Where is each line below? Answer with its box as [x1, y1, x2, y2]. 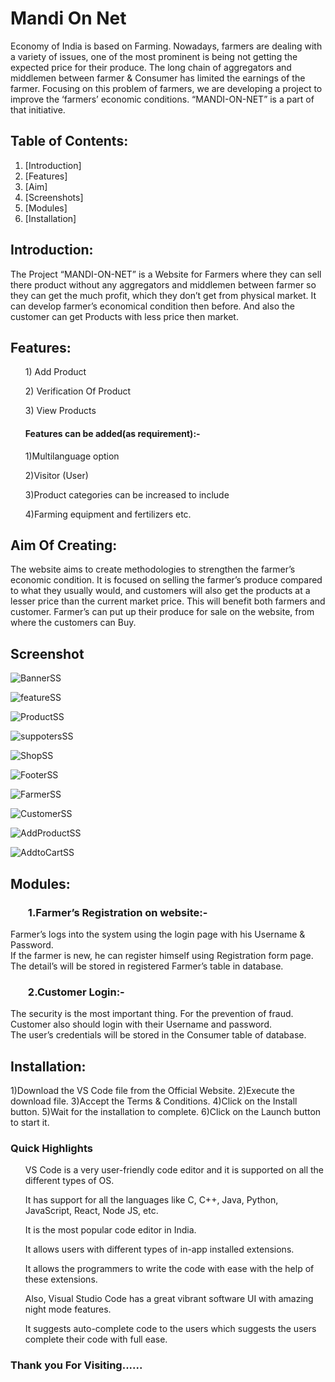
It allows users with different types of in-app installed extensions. [24, 1243, 295, 1256]
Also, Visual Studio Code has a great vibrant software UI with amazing [24, 1293, 314, 1305]
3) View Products [24, 405, 97, 417]
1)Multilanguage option [24, 450, 120, 462]
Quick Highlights [10, 1141, 93, 1155]
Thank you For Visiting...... [10, 1358, 143, 1372]
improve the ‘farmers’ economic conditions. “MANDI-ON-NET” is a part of [10, 93, 315, 105]
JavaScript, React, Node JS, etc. [24, 1205, 159, 1217]
